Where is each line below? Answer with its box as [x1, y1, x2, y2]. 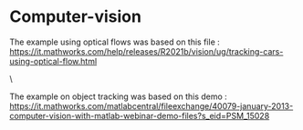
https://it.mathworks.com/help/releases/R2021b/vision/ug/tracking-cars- [9, 45, 284, 56]
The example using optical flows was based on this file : [9, 36, 221, 47]
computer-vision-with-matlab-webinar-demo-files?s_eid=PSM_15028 [9, 110, 270, 121]
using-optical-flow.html [9, 55, 98, 66]
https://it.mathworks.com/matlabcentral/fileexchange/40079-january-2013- [9, 100, 294, 111]
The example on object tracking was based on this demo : [9, 91, 228, 102]
